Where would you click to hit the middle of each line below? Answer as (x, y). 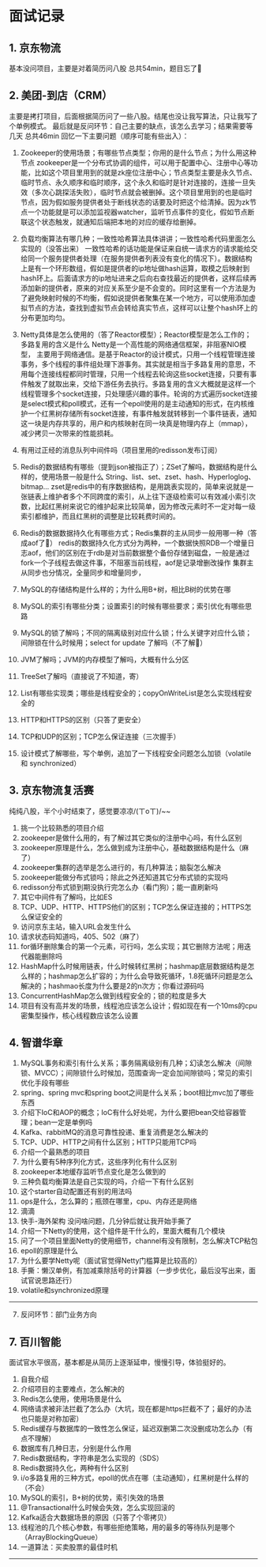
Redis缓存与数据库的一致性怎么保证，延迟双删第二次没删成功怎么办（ (133, 1429)
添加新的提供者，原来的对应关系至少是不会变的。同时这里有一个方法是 (135, 288)
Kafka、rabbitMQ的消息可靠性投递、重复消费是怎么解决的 (114, 1132)
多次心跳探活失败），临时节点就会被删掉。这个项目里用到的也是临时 (143, 192)
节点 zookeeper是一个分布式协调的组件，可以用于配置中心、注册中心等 (135, 162)
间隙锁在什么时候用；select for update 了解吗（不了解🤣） (114, 642)
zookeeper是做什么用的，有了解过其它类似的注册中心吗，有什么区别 (131, 838)
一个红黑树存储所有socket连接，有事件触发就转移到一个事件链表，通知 (142, 413)
